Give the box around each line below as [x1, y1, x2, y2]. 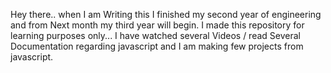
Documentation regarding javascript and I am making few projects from [10, 40, 304, 52]
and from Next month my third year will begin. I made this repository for [10, 19, 305, 31]
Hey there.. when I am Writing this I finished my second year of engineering [10, 9, 322, 20]
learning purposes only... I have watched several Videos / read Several [10, 30, 301, 41]
